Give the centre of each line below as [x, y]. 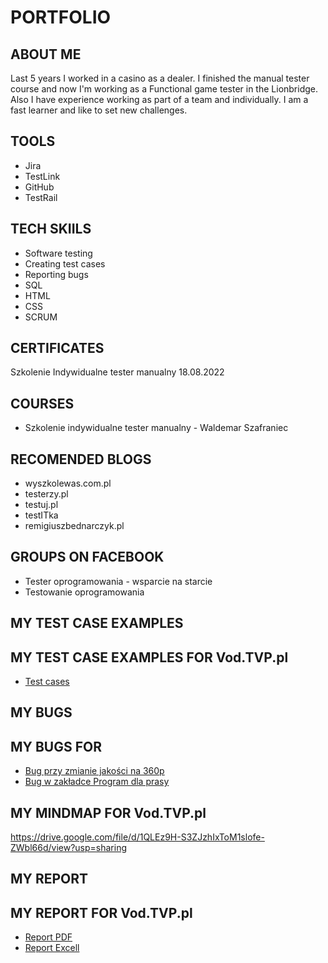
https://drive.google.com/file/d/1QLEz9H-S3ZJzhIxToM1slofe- [137, 837]
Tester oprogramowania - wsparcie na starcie [118, 581]
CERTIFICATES [57, 348]
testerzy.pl [46, 494]
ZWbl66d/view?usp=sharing [69, 848]
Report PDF [48, 937]
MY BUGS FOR [56, 746]
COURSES [42, 403]
